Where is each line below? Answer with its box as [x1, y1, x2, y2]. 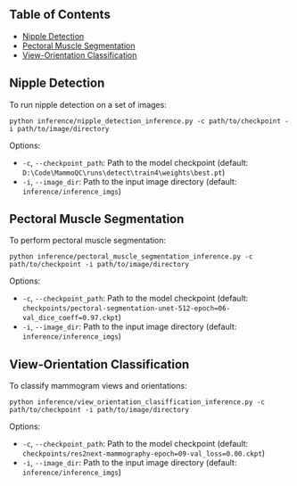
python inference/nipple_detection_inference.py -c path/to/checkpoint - [9, 116, 290, 126]
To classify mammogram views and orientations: [9, 381, 187, 391]
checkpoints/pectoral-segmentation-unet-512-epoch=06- [21, 304, 231, 313]
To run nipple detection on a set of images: [9, 99, 167, 110]
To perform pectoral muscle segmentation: [9, 235, 167, 246]
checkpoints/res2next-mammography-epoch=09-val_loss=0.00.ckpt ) [21, 448, 266, 458]
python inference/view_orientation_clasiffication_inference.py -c [9, 398, 266, 407]
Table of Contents [9, 7, 111, 22]
